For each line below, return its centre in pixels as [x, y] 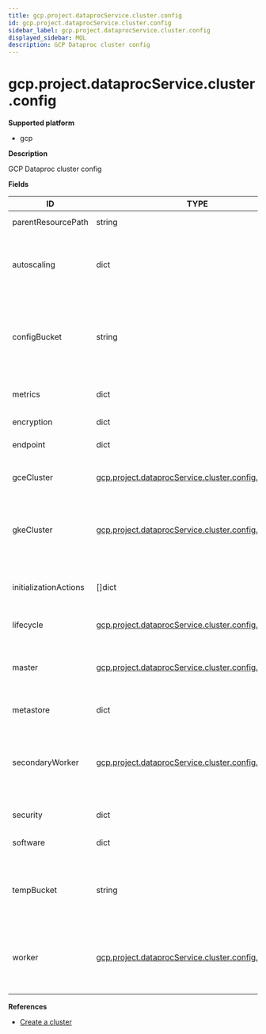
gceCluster [33, 477]
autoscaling [34, 264]
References [28, 1007]
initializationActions [48, 587]
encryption [32, 422]
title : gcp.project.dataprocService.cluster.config [95, 15]
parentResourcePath [50, 222]
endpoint [29, 445]
